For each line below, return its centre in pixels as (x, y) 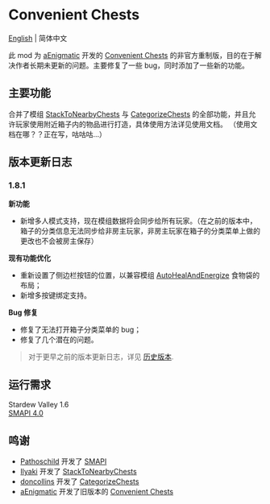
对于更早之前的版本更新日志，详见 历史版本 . (101, 357)
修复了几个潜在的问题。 (59, 340)
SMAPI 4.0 (26, 413)
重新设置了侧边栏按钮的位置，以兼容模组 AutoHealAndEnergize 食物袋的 (140, 275)
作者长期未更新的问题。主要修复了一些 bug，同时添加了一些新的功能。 (132, 65)
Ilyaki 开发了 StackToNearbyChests (78, 472)
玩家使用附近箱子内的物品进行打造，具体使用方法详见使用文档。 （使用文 (136, 124)
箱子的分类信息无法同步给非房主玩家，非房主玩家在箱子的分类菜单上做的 (140, 231)
